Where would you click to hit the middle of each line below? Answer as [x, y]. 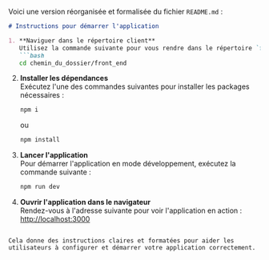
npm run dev [40, 187]
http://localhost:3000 [55, 219]
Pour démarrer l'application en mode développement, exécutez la [128, 164]
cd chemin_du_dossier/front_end [73, 63]
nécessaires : [42, 95]
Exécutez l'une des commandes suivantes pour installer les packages [134, 86]
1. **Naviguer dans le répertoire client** [82, 40]
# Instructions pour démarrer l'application [84, 26]
